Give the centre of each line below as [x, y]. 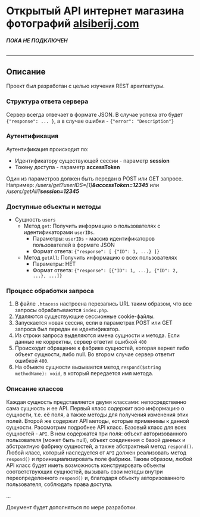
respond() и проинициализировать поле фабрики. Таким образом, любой [99, 459]
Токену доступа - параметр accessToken [67, 167]
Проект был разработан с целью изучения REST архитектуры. [85, 86]
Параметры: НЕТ [54, 264]
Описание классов [35, 389]
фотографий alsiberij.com [73, 24]
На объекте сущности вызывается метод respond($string [88, 367]
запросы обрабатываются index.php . [62, 310]
